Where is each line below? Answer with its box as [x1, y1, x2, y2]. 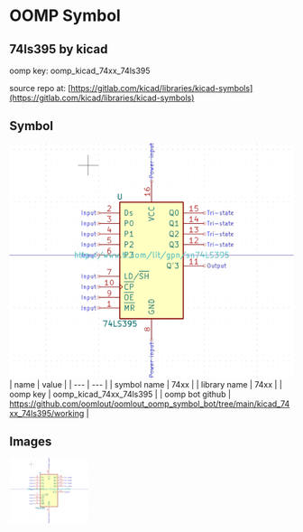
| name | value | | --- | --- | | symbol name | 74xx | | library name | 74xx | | [9, 378, 282, 389]
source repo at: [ [9, 83, 71, 93]
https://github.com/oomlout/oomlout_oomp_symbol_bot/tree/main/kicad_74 [9, 398, 290, 409]
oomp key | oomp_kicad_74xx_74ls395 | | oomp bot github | [9, 388, 232, 399]
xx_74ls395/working [9, 407, 85, 418]
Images [9, 434, 52, 449]
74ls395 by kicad [9, 42, 108, 57]
